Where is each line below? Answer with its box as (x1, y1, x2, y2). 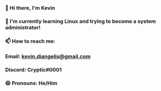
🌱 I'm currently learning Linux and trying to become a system (5, 17, 156, 24)
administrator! (5, 24, 41, 31)
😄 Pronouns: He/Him (5, 80, 57, 87)
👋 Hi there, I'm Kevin (5, 4, 55, 11)
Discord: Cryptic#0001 (5, 66, 62, 73)
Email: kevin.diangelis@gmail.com (5, 53, 91, 60)
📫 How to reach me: (5, 37, 56, 44)
